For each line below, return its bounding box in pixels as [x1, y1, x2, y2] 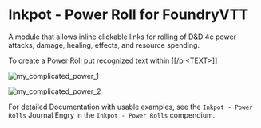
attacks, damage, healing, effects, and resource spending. [8, 40, 200, 49]
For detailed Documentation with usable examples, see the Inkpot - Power [8, 102, 253, 111]
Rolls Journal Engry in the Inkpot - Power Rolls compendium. [8, 110, 216, 120]
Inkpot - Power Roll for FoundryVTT [8, 6, 249, 24]
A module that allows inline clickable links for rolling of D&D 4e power [8, 32, 237, 41]
